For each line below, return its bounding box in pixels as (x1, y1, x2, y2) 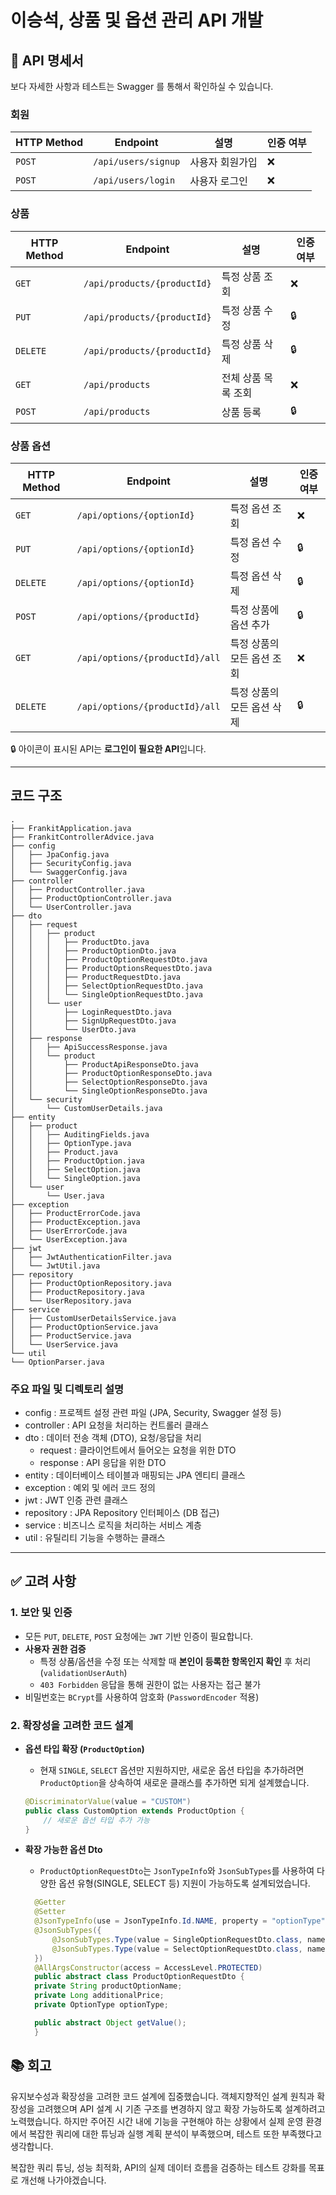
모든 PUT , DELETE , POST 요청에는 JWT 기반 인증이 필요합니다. (24, 1630, 254, 1642)
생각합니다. (10, 2140, 54, 2152)
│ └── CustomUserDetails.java (10, 1103, 163, 1113)
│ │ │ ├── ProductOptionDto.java (10, 946, 177, 956)
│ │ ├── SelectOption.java (10, 1164, 141, 1175)
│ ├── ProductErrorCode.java (10, 1208, 141, 1218)
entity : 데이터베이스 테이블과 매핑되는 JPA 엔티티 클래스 (24, 1469, 246, 1481)
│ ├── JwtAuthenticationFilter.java (10, 1252, 172, 1262)
